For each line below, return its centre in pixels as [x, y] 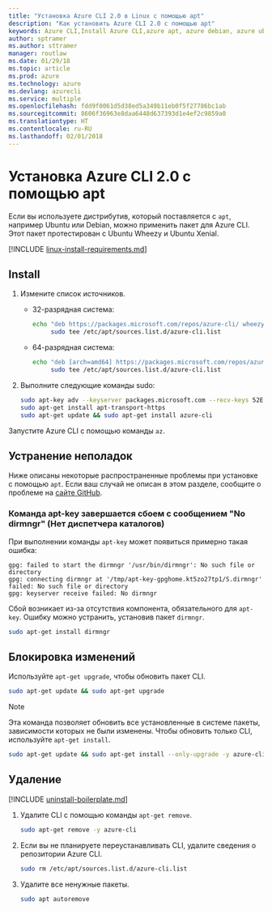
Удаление [35, 779]
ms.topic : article [39, 69]
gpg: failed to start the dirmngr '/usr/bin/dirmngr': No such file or [132, 565]
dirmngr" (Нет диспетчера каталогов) [87, 524]
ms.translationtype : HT [49, 121]
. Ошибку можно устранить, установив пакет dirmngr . [112, 617]
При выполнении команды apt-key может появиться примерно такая [128, 541]
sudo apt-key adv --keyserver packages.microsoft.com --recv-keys [134, 400]
